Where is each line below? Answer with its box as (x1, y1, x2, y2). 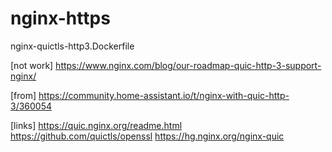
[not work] (10, 59, 54, 71)
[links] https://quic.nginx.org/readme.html (10, 119, 183, 131)
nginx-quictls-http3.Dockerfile (10, 40, 135, 52)
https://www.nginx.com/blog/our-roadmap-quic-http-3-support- (55, 59, 322, 71)
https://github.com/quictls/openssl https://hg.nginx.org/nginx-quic (10, 130, 285, 142)
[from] (10, 89, 37, 101)
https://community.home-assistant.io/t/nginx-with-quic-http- (38, 89, 290, 101)
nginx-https (10, 7, 111, 30)
